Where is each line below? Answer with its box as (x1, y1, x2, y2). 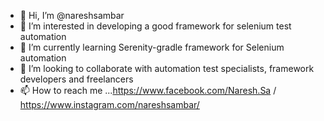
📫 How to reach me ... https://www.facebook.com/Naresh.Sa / (19, 85, 277, 96)
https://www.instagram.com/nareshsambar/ (19, 99, 200, 110)
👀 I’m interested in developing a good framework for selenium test (19, 20, 292, 32)
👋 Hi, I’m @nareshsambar (19, 10, 125, 21)
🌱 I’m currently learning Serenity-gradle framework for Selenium (19, 41, 285, 53)
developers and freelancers (19, 73, 134, 85)
